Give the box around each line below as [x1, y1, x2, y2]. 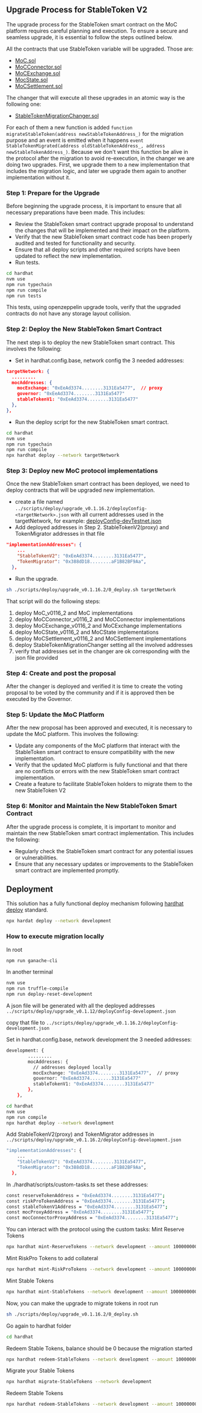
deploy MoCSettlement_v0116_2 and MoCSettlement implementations [14, 634, 187, 642]
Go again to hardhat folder [6, 1322, 72, 1329]
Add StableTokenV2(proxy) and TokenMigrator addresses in [6, 1130, 155, 1138]
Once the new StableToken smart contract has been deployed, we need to [6, 480, 190, 488]
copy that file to [6, 1019, 45, 1026]
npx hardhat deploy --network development [6, 1120, 114, 1126]
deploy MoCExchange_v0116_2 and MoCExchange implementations [14, 622, 182, 629]
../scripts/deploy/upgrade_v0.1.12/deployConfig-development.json [6, 1008, 176, 1015]
